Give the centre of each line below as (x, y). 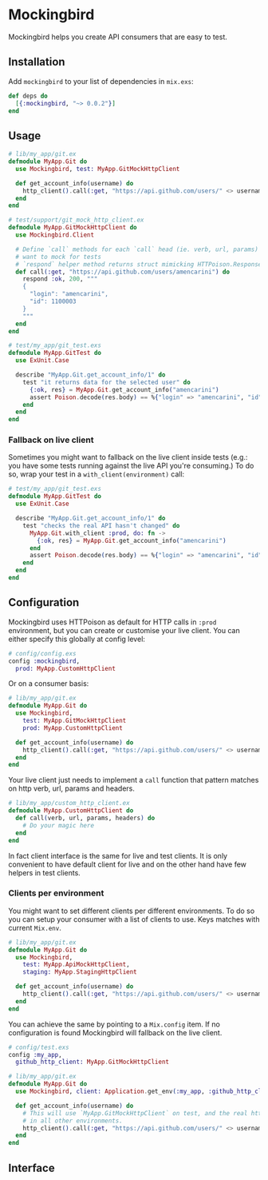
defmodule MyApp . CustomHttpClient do (71, 811)
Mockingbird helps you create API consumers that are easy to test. (118, 37)
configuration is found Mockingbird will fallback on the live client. (115, 1032)
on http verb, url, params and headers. (72, 788)
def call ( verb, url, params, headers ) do (85, 818)
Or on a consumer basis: (49, 684)
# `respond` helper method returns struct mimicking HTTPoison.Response (139, 264)
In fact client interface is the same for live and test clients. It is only (118, 855)
